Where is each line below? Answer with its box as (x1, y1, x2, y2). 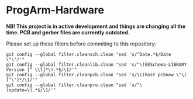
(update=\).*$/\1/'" (6, 87, 57, 93)
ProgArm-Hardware (6, 3, 104, 17)
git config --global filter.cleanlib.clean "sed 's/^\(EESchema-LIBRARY (6, 62, 187, 68)
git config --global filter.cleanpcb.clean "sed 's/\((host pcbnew (6, 72, 174, 77)
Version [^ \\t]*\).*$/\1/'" (6, 66, 77, 73)
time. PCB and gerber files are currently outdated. (6, 29, 130, 36)
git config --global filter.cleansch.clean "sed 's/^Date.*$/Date (6, 51, 171, 57)
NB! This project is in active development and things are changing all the (6, 23, 186, 30)
